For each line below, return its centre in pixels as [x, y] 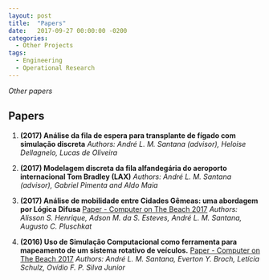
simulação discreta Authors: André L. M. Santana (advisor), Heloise [133, 144]
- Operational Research [55, 68]
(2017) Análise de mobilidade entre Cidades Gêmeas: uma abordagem [139, 201]
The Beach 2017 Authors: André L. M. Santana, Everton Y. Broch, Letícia [139, 258]
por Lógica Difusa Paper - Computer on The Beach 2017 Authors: [129, 209]
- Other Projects [45, 46]
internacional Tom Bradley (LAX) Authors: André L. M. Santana [126, 177]
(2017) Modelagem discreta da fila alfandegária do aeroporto [123, 168]
